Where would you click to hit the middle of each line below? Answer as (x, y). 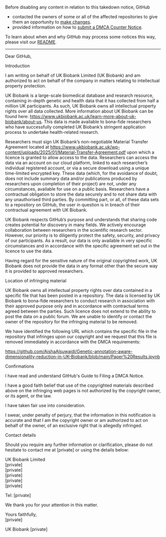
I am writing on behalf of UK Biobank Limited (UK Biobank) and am (73, 75)
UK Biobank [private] (26, 529)
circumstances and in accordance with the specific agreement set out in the (83, 246)
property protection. (26, 86)
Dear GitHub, (19, 56)
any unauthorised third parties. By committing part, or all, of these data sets (82, 199)
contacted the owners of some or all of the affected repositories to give (85, 17)
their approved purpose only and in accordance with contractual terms (77, 306)
